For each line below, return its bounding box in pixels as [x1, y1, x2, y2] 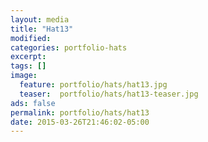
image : [10, 71, 38, 81]
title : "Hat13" [10, 24, 74, 34]
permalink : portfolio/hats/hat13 [10, 107, 150, 118]
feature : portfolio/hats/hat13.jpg [19, 80, 168, 90]
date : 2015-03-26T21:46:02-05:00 [10, 117, 150, 127]
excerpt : [10, 52, 47, 62]
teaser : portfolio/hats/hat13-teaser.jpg [19, 89, 199, 99]
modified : [10, 33, 52, 43]
